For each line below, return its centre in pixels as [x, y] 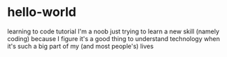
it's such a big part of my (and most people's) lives [81, 46]
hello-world [42, 12]
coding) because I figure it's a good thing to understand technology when [114, 38]
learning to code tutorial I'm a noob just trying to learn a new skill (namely [113, 31]
